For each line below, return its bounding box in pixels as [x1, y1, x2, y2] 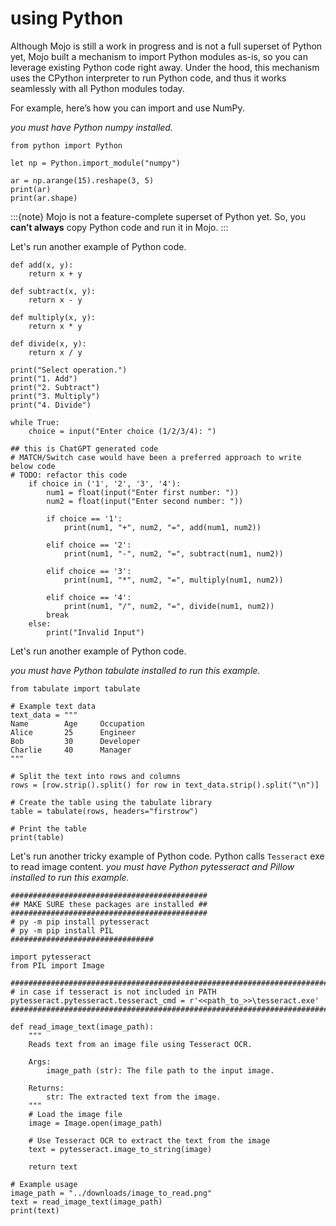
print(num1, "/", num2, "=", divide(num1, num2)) [63, 601, 275, 611]
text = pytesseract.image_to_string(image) [28, 1144, 213, 1154]
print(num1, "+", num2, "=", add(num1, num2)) [63, 522, 262, 532]
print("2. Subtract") [10, 382, 101, 392]
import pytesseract [10, 952, 92, 962]
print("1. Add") [10, 373, 78, 384]
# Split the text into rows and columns [10, 771, 182, 781]
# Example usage [10, 1179, 78, 1189]
